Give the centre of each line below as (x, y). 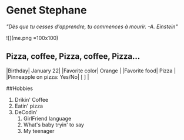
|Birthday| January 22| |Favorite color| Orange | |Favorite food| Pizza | (91, 71)
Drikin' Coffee (31, 99)
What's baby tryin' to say (53, 125)
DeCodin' (26, 112)
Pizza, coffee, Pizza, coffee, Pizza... (73, 56)
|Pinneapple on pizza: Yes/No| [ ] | (48, 76)
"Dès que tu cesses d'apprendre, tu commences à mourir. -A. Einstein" (92, 26)
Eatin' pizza (29, 106)
